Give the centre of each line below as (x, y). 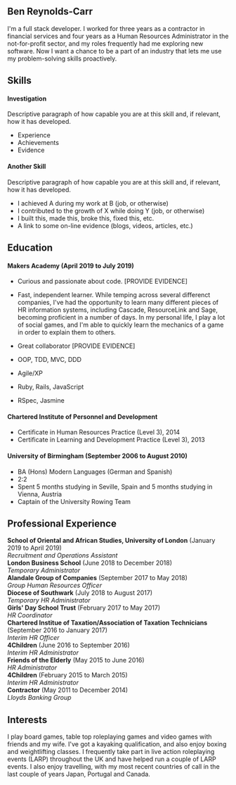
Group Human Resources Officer (55, 585)
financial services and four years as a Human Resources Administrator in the (118, 36)
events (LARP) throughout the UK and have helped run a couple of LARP (112, 759)
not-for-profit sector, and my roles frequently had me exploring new (105, 43)
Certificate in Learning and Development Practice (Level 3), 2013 (111, 440)
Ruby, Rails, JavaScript (51, 387)
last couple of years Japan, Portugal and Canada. (79, 774)
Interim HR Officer (33, 638)
